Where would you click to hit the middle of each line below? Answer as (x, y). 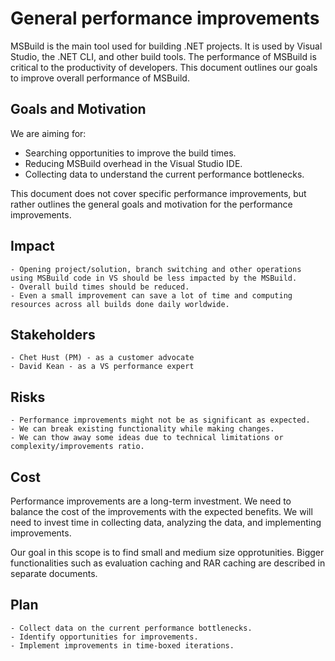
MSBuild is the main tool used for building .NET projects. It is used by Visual (166, 46)
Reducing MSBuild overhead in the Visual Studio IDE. (133, 163)
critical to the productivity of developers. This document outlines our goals (164, 67)
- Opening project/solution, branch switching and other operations (156, 269)
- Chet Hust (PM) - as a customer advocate (102, 358)
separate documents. (54, 573)
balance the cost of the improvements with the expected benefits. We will (161, 511)
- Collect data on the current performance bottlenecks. (131, 628)
